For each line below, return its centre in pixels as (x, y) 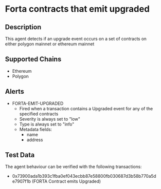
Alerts (15, 92)
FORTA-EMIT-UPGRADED (38, 103)
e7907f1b (21, 181)
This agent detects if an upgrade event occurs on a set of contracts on (76, 39)
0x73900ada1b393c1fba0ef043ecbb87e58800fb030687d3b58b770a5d (84, 176)
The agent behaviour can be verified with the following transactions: (73, 167)
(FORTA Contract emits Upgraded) (66, 181)
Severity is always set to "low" (50, 119)
